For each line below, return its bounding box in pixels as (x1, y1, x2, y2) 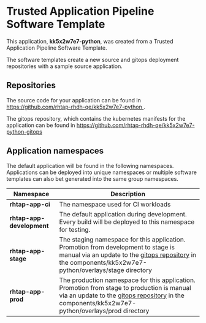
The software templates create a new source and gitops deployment (6, 56, 179, 63)
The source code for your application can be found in (6, 96, 141, 104)
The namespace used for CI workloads (59, 200, 171, 208)
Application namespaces (6, 146, 104, 156)
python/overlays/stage (59, 265, 124, 274)
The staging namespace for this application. (59, 235, 186, 243)
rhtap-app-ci (9, 200, 50, 208)
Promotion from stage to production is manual (59, 283, 191, 292)
